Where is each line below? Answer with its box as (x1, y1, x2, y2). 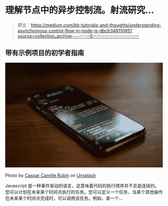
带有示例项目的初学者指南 (5, 48, 84, 57)
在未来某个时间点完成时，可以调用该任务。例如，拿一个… (5, 195, 123, 201)
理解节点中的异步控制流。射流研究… (5, 4, 154, 16)
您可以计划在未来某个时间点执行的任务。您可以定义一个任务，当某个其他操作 (5, 189, 163, 195)
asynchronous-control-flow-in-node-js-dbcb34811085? (17, 27, 132, 33)
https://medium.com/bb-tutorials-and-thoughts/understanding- (30, 22, 161, 28)
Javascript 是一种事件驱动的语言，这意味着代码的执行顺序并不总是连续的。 (5, 183, 159, 189)
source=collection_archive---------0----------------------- (17, 33, 139, 39)
